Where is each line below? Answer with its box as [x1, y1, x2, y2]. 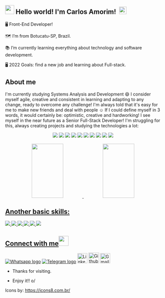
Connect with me [5, 239, 59, 248]
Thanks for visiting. [12, 268, 52, 274]
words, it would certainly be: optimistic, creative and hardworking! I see [5, 112, 151, 118]
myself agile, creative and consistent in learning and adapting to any [5, 96, 144, 102]
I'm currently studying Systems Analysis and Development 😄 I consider [5, 91, 151, 97]
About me [5, 78, 36, 87]
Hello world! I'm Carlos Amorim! [15, 8, 117, 16]
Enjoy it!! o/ [12, 278, 36, 284]
